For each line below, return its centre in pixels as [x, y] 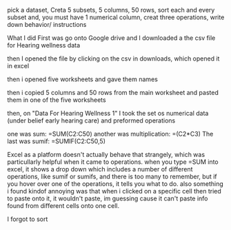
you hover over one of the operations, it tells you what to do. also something [115, 184]
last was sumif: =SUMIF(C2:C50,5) [56, 141]
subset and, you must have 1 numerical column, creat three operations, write [116, 17]
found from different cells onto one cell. [63, 206]
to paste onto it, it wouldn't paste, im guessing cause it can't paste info [108, 198]
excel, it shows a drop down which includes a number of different [100, 169]
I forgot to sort [28, 219]
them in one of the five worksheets [57, 100]
